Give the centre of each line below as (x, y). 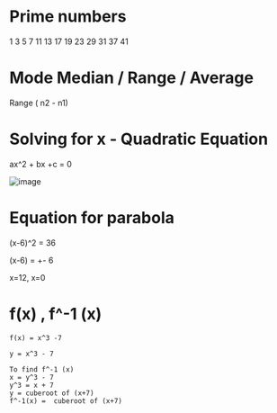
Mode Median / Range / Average (132, 78)
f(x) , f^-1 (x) (56, 314)
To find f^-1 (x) (42, 369)
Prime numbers (68, 17)
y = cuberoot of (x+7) (52, 393)
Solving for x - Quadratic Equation (138, 139)
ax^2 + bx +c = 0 (40, 164)
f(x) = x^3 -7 (36, 338)
